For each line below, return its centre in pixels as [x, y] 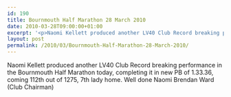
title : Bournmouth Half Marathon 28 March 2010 [77, 20]
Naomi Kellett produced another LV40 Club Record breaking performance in [114, 65]
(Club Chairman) [31, 87]
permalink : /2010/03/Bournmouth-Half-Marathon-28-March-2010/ [98, 45]
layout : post [26, 39]
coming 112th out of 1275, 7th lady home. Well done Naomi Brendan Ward [111, 79]
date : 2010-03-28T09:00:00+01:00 [55, 26]
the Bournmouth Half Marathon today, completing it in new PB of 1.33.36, [110, 72]
